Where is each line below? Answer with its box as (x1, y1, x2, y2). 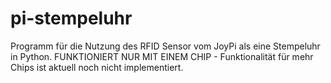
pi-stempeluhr (10, 7, 133, 30)
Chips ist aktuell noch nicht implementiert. (10, 61, 184, 73)
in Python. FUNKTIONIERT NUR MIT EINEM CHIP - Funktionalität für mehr (10, 50, 314, 62)
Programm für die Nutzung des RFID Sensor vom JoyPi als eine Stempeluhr (10, 40, 321, 52)
